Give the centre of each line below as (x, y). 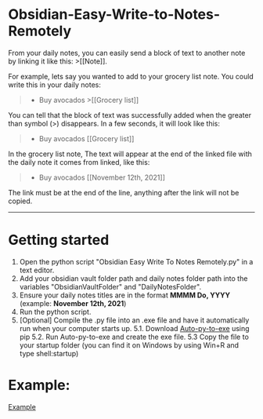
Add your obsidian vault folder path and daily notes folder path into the (133, 278)
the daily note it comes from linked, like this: (79, 162)
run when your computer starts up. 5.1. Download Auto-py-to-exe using (134, 328)
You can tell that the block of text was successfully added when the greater (130, 115)
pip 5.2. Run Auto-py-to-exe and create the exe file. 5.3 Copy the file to (134, 337)
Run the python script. (55, 312)
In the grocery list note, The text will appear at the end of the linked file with (130, 154)
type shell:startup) (49, 353)
